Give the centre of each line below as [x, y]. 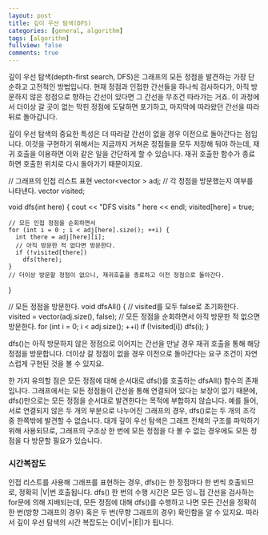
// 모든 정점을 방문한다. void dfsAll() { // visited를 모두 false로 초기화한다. [123, 306]
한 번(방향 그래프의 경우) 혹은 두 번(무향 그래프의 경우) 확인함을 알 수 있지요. [126, 513]
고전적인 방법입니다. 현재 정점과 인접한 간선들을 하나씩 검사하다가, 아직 [139, 86]
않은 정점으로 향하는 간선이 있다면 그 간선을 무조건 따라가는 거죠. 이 [134, 97]
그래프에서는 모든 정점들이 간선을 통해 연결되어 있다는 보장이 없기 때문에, [145, 390]
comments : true [34, 53]
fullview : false [35, 46]
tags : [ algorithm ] [39, 38]
